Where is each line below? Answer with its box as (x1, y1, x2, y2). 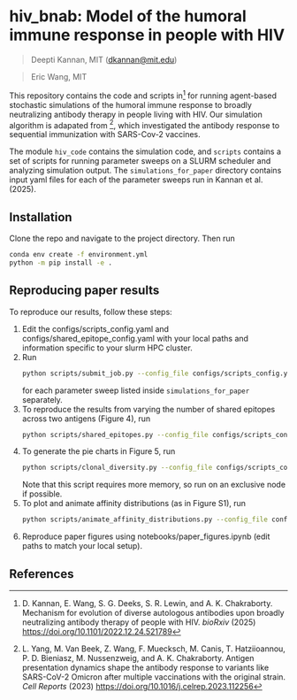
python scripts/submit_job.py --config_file (21, 369, 189, 378)
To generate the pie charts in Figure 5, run (21, 446, 176, 457)
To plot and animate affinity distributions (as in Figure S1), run (21, 498, 246, 509)
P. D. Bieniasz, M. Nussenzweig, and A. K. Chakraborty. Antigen (21, 652, 255, 663)
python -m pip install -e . (9, 258, 113, 267)
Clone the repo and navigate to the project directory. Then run (9, 233, 236, 244)
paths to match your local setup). (21, 541, 143, 551)
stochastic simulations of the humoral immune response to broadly (9, 99, 252, 110)
